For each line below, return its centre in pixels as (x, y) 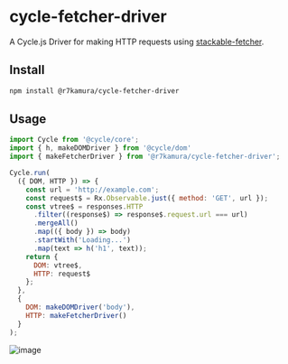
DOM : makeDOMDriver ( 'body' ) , (80, 308)
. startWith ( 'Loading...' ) (82, 240)
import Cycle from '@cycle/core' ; (74, 140)
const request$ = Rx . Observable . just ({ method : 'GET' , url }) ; (147, 198)
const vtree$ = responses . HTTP (84, 206)
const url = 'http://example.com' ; (93, 190)
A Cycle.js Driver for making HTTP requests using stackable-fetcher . (137, 42)
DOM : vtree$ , (58, 265)
